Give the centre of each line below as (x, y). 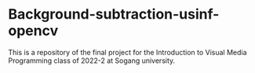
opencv (33, 31)
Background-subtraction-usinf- (114, 14)
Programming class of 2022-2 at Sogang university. (92, 61)
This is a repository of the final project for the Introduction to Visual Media (127, 52)
